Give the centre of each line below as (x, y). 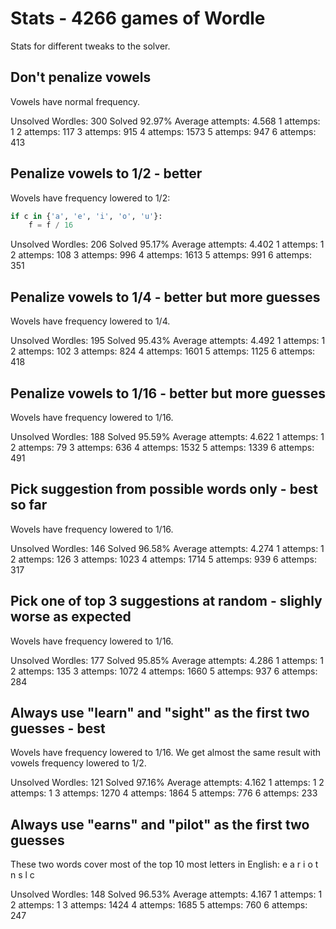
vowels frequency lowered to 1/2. (78, 763)
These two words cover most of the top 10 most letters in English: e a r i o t (164, 864)
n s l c (22, 875)
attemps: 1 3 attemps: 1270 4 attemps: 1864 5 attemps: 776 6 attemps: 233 (164, 793)
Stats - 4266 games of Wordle (138, 18)
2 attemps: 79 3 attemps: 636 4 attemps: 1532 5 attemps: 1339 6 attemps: (162, 447)
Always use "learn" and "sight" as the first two (160, 712)
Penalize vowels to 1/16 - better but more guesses (168, 393)
